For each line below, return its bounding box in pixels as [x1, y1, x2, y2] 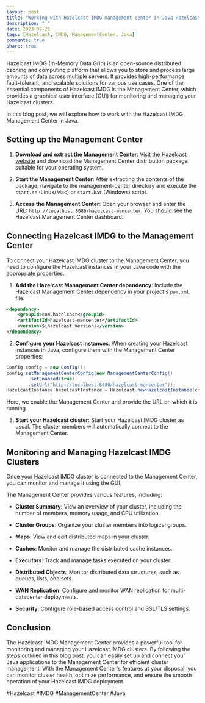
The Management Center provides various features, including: [6, 491, 163, 499]
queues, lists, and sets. [15, 575, 73, 582]
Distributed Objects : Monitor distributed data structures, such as [15, 568, 179, 576]
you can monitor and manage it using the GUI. [6, 479, 122, 487]
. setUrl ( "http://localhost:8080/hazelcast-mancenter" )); [28, 382, 176, 388]
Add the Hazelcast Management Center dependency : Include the [15, 281, 183, 288]
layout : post [6, 9, 40, 15]
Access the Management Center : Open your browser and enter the [15, 200, 186, 207]
